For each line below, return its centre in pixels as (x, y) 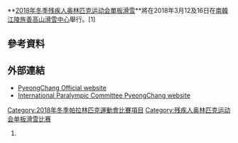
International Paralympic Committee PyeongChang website (104, 95)
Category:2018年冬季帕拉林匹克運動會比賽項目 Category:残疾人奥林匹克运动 (119, 110)
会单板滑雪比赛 (29, 119)
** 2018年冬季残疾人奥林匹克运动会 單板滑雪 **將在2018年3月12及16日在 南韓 (118, 10)
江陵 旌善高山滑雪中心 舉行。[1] (52, 19)
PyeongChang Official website (62, 88)
